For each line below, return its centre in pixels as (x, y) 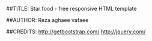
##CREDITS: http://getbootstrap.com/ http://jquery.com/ (76, 31)
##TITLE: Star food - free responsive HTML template (71, 9)
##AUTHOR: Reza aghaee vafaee (47, 20)
